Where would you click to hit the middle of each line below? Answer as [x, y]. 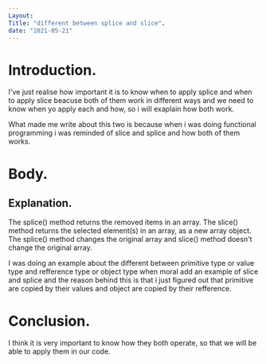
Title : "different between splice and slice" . [87, 23]
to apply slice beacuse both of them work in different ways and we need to [131, 101]
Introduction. [53, 70]
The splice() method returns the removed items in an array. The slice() [123, 222]
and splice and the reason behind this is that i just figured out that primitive [131, 280]
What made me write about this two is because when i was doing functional [132, 125]
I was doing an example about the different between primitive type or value [131, 263]
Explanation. [40, 203]
